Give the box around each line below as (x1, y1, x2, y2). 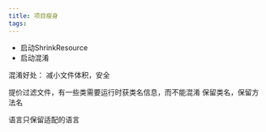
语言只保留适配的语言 (8, 114, 79, 124)
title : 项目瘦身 (8, 11, 58, 20)
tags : (8, 19, 27, 28)
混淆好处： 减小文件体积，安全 (8, 70, 110, 79)
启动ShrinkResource (19, 42, 88, 53)
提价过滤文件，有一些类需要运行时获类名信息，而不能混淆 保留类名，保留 (8, 87, 252, 97)
